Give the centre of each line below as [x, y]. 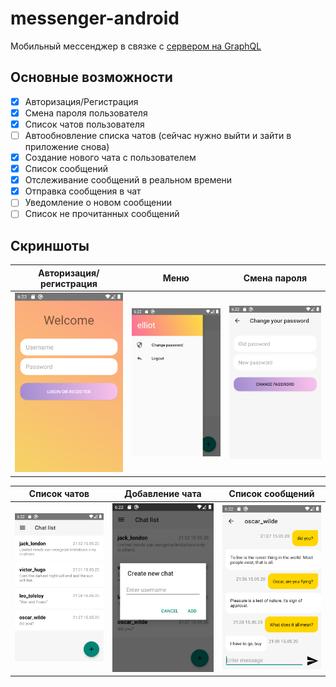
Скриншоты [50, 245]
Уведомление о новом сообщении [98, 203]
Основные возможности [91, 77]
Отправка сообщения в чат [83, 191]
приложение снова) [67, 146]
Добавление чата [163, 494]
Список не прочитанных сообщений [102, 214]
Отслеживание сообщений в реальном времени [128, 180]
